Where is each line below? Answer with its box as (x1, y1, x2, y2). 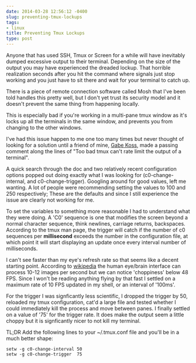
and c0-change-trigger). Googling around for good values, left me (27, 178, 186, 185)
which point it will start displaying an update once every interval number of (6, 239, 186, 246)
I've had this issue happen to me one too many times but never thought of (6, 136, 184, 142)
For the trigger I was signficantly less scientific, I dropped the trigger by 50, (6, 293, 188, 299)
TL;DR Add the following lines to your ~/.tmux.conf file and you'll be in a (6, 329, 180, 336)
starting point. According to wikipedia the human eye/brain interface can (6, 262, 181, 269)
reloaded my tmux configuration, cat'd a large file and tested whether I (6, 299, 177, 306)
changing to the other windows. (6, 124, 83, 131)
